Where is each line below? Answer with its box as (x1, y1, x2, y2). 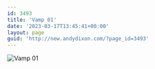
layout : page (7, 29, 45, 36)
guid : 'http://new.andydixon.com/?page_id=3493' (7, 36, 149, 42)
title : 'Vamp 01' (7, 16, 57, 23)
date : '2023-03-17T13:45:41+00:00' (7, 23, 110, 29)
